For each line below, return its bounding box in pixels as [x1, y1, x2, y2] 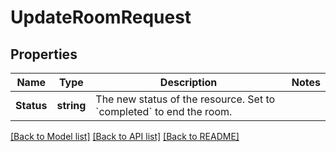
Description [159, 76, 218, 89]
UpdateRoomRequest [10, 6, 192, 29]
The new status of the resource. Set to [95, 92, 276, 106]
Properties [10, 46, 78, 63]
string [56, 99, 87, 112]
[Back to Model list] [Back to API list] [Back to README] [10, 131, 240, 142]
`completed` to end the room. [95, 105, 233, 118]
